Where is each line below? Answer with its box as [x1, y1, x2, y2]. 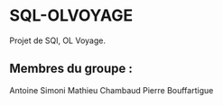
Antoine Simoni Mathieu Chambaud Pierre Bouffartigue [9, 84, 214, 95]
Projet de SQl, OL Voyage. [9, 35, 107, 46]
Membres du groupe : [9, 61, 134, 76]
